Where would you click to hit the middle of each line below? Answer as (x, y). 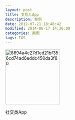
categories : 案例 (22, 33)
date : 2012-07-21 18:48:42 (33, 24)
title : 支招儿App (22, 15)
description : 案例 (23, 19)
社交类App (16, 112)
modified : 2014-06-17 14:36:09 (38, 29)
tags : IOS (15, 38)
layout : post (19, 10)
